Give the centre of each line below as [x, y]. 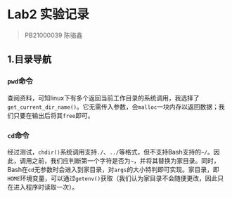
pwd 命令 [20, 81]
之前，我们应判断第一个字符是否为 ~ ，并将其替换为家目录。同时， [125, 160]
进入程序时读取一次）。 [46, 187]
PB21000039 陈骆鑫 [53, 35]
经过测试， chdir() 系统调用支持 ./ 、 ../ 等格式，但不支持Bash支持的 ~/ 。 [110, 152]
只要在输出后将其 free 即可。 [53, 115]
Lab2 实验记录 [49, 14]
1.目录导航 [30, 59]
